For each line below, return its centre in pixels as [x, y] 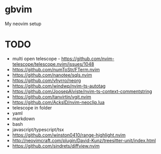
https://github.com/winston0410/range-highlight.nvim [69, 135]
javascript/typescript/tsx [38, 129]
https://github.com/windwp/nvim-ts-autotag [59, 86]
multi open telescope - [36, 59]
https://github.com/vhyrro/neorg [47, 80]
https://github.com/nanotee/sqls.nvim [52, 75]
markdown [24, 119]
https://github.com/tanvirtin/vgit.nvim [52, 97]
